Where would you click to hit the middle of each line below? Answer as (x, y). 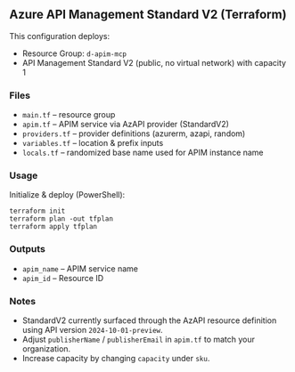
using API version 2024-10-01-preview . (92, 330)
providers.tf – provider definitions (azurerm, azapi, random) (134, 133)
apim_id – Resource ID (63, 278)
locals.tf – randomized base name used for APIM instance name (143, 153)
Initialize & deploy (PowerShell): (67, 195)
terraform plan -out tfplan (61, 219)
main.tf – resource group (69, 115)
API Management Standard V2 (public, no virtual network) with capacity (154, 62)
